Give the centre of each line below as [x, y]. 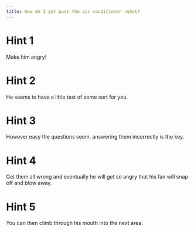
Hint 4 [21, 161]
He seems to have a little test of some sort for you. [67, 97]
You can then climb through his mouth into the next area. [75, 223]
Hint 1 [20, 40]
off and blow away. [29, 183]
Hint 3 [21, 120]
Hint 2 [21, 80]
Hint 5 [21, 207]
